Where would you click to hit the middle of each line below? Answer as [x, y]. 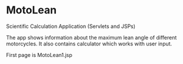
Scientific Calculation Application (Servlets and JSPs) [71, 26]
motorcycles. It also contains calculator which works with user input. [89, 44]
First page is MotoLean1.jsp [39, 55]
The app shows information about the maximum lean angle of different [91, 37]
